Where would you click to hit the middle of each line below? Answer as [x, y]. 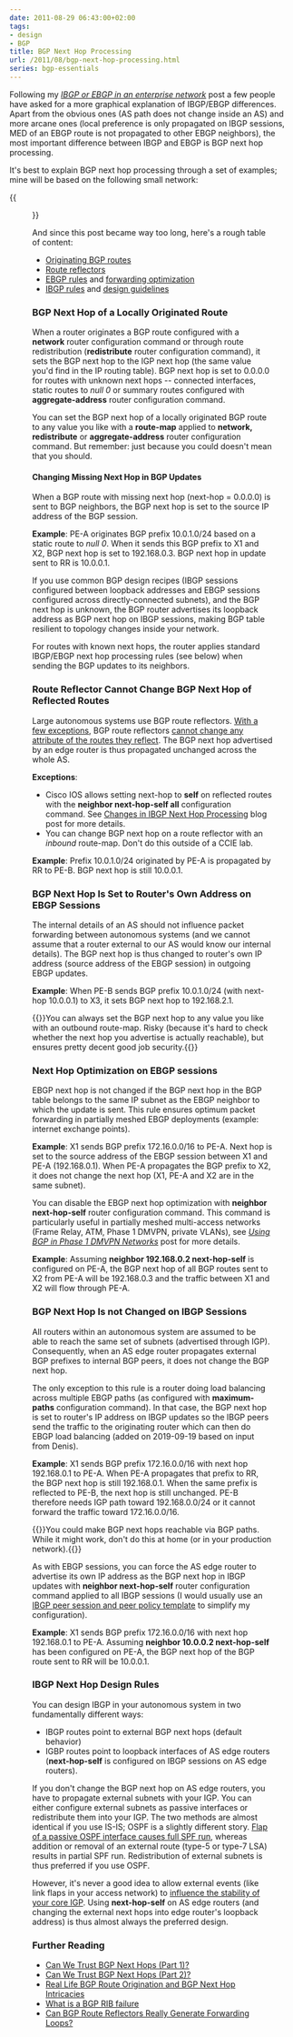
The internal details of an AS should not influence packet [138, 925]
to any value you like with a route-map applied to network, [142, 427]
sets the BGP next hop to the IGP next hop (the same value [142, 361]
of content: [53, 242]
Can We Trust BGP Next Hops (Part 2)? [118, 1975]
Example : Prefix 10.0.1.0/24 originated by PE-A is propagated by [151, 860]
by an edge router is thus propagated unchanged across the [144, 749]
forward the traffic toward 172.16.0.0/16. [106, 1511]
